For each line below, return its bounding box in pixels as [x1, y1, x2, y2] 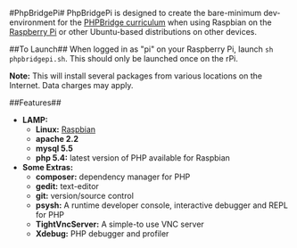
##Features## [9, 97, 62, 108]
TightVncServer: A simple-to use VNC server [35, 219, 205, 229]
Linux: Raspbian [35, 124, 96, 135]
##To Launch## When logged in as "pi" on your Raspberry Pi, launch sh [9, 44, 274, 54]
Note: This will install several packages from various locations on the [9, 70, 263, 81]
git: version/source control [35, 191, 134, 201]
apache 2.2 [35, 134, 78, 144]
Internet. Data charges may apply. [9, 80, 134, 90]
